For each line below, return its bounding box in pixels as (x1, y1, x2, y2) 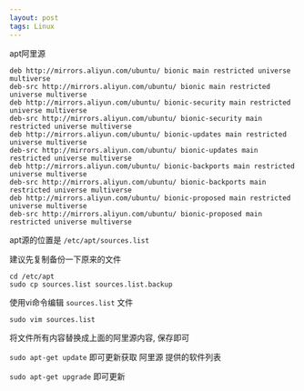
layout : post (9, 13, 59, 23)
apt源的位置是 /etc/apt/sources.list (9, 234, 150, 246)
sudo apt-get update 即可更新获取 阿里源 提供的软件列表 (9, 351, 221, 362)
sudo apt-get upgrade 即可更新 (9, 370, 126, 382)
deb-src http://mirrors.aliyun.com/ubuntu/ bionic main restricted (9, 82, 271, 91)
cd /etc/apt (9, 272, 55, 281)
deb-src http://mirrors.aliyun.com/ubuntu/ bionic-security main (9, 114, 262, 123)
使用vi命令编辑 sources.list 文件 (9, 296, 134, 307)
